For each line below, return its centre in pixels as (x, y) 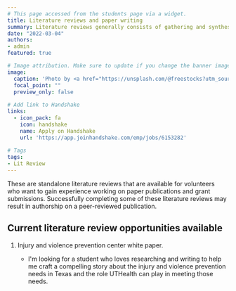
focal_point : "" (37, 85)
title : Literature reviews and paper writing (75, 20)
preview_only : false (44, 92)
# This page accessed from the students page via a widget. (97, 14)
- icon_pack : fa (37, 118)
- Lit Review (26, 164)
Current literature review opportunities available (115, 228)
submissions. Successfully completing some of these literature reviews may (117, 198)
